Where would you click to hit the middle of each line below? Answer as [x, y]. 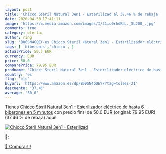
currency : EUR [20, 56]
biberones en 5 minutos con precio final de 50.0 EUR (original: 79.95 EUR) [80, 112]
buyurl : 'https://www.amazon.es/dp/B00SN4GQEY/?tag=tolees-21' [72, 83]
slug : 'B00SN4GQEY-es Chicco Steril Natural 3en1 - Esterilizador [75, 42]
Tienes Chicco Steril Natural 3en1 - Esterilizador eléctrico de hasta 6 [75, 107]
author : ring [19, 38]
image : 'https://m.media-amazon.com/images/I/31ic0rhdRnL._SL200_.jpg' [80, 24]
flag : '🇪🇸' [17, 79]
